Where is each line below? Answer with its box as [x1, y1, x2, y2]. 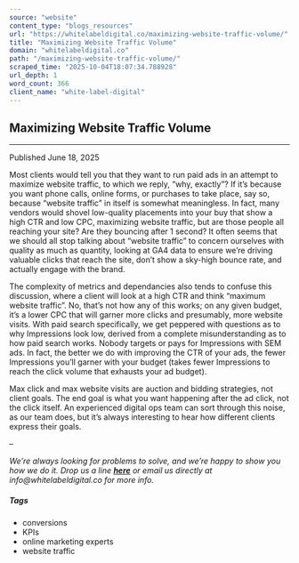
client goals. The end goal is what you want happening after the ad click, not [9, 393, 289, 404]
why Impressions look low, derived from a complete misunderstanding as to [9, 328, 287, 339]
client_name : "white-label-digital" [9, 87, 145, 96]
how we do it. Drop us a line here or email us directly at [9, 465, 213, 476]
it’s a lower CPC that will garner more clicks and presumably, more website [9, 310, 283, 320]
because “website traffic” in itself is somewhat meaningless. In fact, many [9, 197, 280, 209]
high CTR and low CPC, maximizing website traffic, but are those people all [9, 217, 285, 228]
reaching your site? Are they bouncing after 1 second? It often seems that [9, 226, 278, 237]
